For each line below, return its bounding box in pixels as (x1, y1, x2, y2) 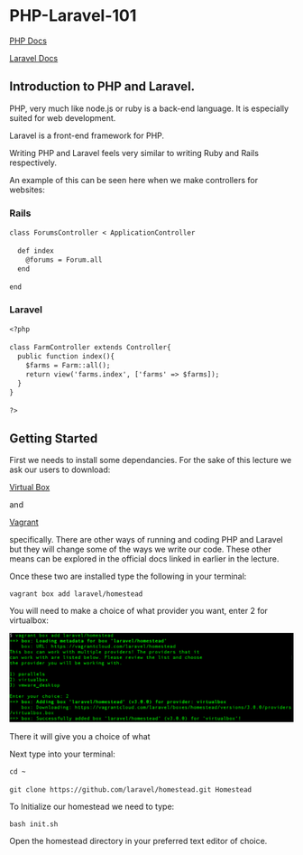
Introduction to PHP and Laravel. (9, 79, 196, 95)
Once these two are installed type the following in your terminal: (9, 571, 247, 582)
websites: (9, 184, 45, 195)
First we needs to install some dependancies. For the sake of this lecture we (9, 455, 292, 466)
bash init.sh (9, 820, 59, 829)
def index (17, 246, 54, 256)
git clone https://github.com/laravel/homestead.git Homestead (9, 785, 252, 795)
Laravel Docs (9, 52, 59, 63)
